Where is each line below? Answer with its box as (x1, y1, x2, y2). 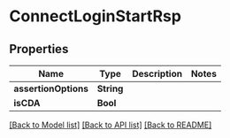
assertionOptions (13, 82, 88, 95)
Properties (9, 42, 69, 57)
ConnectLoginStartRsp (9, 6, 181, 27)
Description (132, 68, 183, 80)
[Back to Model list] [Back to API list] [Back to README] (9, 119, 212, 130)
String (96, 82, 124, 95)
